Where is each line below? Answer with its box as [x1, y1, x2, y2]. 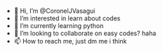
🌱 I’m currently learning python [13, 22, 104, 30]
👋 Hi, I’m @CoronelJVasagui [13, 7, 96, 15]
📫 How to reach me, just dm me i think [13, 37, 127, 45]
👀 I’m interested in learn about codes [13, 14, 121, 22]
